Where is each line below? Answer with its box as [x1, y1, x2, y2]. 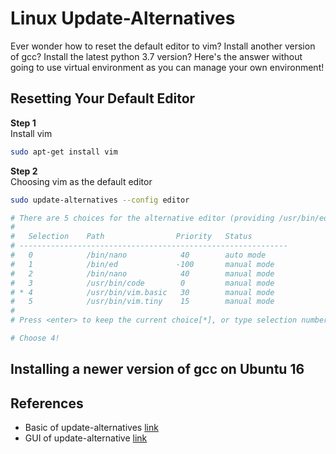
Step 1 [10, 117, 37, 129]
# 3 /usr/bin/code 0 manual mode [10, 278, 275, 288]
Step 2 [10, 165, 38, 177]
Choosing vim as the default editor [10, 175, 153, 187]
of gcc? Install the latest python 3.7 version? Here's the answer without [10, 50, 303, 62]
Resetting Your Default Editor [10, 90, 196, 107]
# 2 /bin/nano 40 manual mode [10, 268, 275, 279]
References [10, 395, 84, 412]
